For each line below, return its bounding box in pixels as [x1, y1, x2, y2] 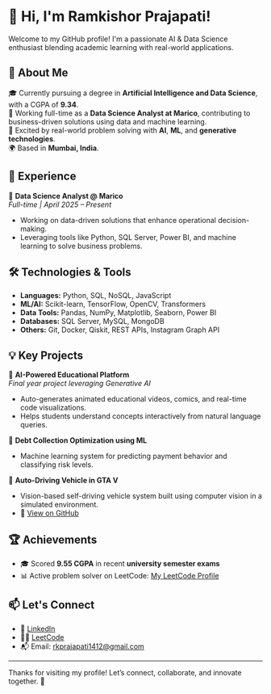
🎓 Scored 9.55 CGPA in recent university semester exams [19, 559, 220, 568]
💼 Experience [8, 170, 77, 183]
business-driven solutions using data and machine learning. [8, 116, 207, 126]
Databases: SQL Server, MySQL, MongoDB [19, 317, 165, 326]
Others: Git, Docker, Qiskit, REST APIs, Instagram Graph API [19, 325, 220, 334]
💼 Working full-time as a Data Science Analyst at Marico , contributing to [8, 108, 251, 118]
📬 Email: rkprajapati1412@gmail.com [19, 641, 145, 651]
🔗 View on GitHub [19, 508, 79, 518]
